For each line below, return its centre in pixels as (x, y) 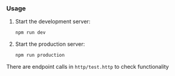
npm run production (40, 55)
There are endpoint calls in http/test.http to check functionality (88, 67)
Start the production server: (50, 44)
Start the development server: (53, 22)
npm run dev (30, 33)
